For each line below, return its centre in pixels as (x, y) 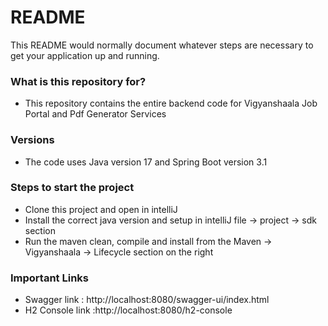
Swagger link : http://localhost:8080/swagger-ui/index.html (147, 300)
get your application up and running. (85, 55)
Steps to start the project (72, 188)
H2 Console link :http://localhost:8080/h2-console (128, 310)
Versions (32, 140)
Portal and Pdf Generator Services (95, 114)
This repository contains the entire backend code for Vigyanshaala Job (171, 103)
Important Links (49, 278)
